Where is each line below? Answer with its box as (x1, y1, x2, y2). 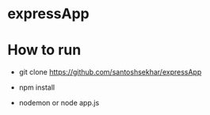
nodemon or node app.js (18, 98, 100, 108)
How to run (7, 41, 82, 59)
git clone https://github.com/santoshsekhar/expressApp (18, 67, 202, 77)
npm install (18, 82, 55, 92)
